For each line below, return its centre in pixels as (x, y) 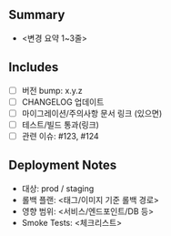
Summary (37, 15)
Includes (34, 67)
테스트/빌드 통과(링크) (60, 124)
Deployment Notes (63, 165)
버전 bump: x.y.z (52, 90)
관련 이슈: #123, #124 (60, 136)
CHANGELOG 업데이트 (63, 102)
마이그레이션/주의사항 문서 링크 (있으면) (92, 113)
